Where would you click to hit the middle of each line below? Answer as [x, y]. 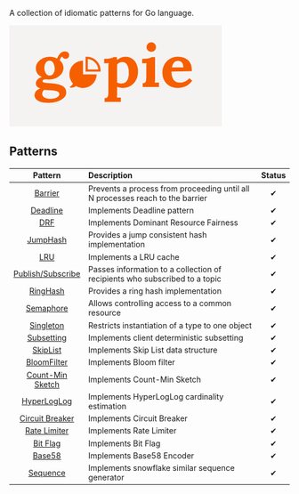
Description [111, 175]
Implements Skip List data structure [153, 350]
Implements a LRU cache [134, 256]
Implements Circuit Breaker [138, 418]
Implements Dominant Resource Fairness [163, 223]
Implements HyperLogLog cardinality [156, 396]
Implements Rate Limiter [133, 431]
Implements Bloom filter [132, 362]
